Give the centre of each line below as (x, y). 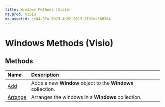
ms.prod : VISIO (21, 14)
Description (45, 75)
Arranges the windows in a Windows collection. (86, 97)
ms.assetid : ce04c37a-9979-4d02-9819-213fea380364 (58, 19)
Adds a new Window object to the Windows (82, 83)
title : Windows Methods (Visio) (38, 10)
